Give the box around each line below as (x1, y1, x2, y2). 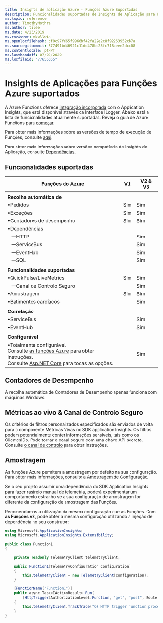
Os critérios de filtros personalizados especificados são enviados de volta (5, 421, 153, 427)
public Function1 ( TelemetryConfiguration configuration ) (14, 564, 131, 568)
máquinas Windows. (5, 394, 46, 400)
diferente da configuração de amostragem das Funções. (5, 499, 118, 505)
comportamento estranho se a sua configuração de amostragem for (5, 494, 141, 500)
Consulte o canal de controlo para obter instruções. (5, 442, 108, 448)
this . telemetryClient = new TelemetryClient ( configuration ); (22, 573, 149, 578)
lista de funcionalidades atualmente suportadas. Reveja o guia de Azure (5, 115, 148, 121)
